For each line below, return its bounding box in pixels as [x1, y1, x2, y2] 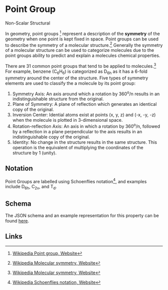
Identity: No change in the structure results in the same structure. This [12, 139, 157, 145]
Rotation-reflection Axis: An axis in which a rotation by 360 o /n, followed [12, 122, 160, 129]
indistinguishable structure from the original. [12, 96, 104, 102]
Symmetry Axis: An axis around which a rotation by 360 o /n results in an [12, 90, 160, 97]
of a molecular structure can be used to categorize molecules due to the [5, 47, 154, 53]
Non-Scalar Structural [5, 20, 50, 26]
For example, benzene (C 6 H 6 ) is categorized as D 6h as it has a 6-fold [5, 68, 147, 75]
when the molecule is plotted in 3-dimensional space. [12, 117, 123, 123]
